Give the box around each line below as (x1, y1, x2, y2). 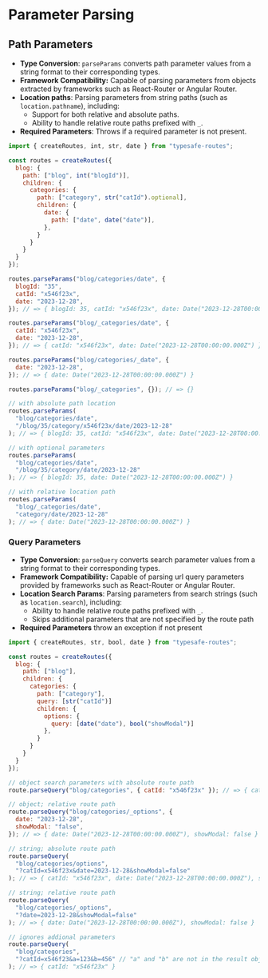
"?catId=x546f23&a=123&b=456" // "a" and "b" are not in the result (15, 956, 248, 964)
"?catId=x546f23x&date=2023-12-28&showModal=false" (15, 867, 191, 875)
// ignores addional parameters (8, 933, 116, 941)
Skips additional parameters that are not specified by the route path (31, 614, 254, 624)
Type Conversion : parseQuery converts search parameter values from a (19, 554, 255, 565)
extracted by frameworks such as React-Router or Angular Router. (19, 84, 238, 94)
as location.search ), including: (19, 597, 122, 607)
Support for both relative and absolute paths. (31, 110, 179, 119)
